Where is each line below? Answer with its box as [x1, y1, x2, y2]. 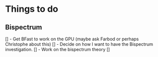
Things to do [5, 3, 58, 15]
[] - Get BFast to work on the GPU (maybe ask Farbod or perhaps [5, 36, 139, 42]
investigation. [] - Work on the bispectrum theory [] [5, 47, 110, 52]
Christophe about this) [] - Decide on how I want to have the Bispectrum [5, 41, 154, 47]
